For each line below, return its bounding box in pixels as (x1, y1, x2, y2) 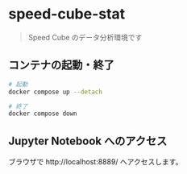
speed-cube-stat (8, 5, 126, 23)
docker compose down (8, 110, 78, 118)
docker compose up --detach (8, 88, 103, 96)
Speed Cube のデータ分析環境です (27, 32, 143, 42)
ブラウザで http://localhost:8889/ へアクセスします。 (8, 157, 183, 167)
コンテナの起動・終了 (8, 58, 114, 72)
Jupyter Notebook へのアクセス (8, 134, 168, 147)
